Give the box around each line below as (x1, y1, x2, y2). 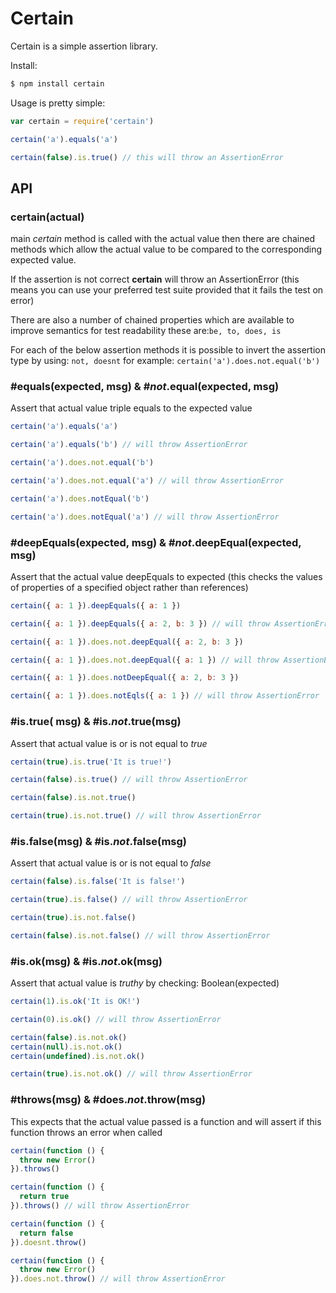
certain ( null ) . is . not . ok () (10, 1042, 123, 1052)
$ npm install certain (10, 78, 105, 89)
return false (19, 1228, 74, 1238)
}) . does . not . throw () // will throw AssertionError (10, 1274, 226, 1284)
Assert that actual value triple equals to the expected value (10, 402, 253, 414)
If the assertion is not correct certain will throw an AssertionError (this (10, 273, 300, 286)
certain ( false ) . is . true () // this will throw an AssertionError (10, 152, 284, 162)
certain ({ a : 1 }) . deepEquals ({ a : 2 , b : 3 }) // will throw (10, 618, 271, 629)
